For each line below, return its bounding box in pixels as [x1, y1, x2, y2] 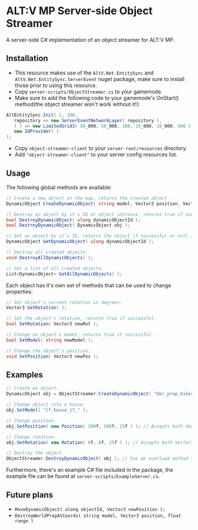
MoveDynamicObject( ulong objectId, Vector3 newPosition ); [14, 506, 166, 512]
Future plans [6, 490, 53, 500]
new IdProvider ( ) [14, 128, 60, 134]
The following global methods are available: [6, 183, 112, 190]
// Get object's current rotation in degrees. [6, 299, 123, 305]
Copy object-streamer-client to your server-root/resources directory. [14, 145, 187, 152]
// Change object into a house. [6, 402, 85, 408]
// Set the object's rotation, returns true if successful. [6, 315, 157, 322]
